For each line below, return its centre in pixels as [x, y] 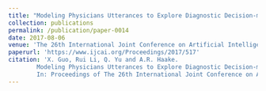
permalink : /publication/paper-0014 [68, 30]
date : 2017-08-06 [37, 38]
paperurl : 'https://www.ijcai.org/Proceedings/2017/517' [104, 52]
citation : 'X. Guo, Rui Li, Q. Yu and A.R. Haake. [93, 60]
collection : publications [51, 23]
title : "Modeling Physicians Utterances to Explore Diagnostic [115, 15]
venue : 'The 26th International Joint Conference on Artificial [116, 45]
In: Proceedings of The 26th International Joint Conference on [145, 74]
